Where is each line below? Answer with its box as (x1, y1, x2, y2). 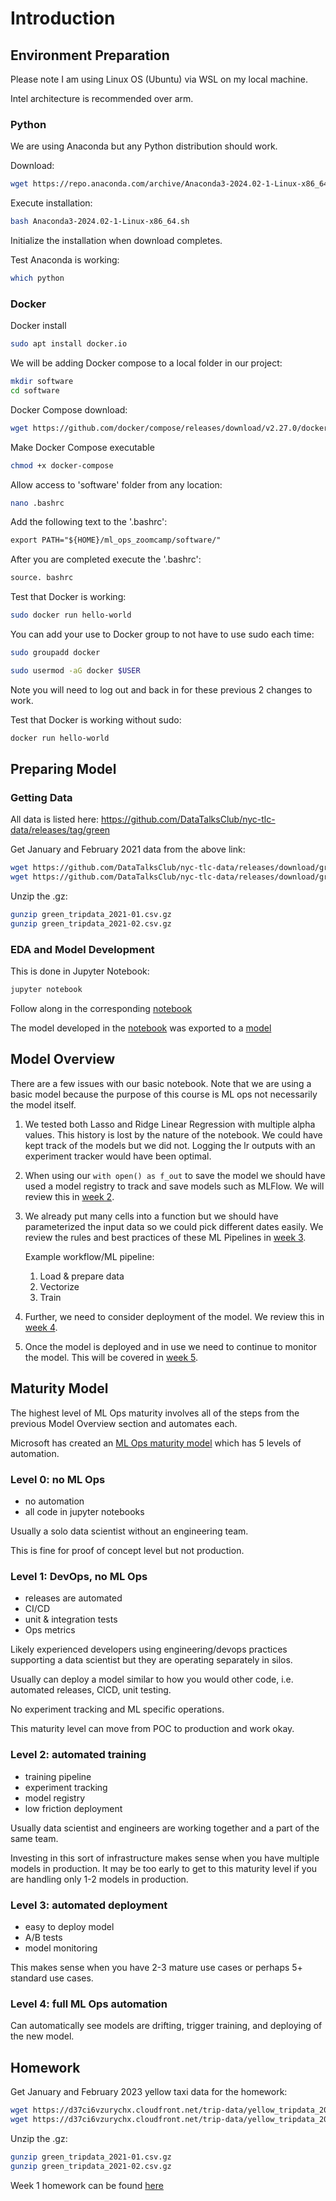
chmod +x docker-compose (10, 460, 114, 471)
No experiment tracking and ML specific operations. (10, 1703, 225, 1716)
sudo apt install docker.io (10, 339, 128, 349)
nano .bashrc (10, 498, 65, 508)
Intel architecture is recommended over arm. (10, 93, 194, 104)
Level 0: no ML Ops (10, 1472, 106, 1486)
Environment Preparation (10, 47, 170, 64)
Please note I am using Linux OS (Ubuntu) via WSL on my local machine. (10, 73, 308, 85)
